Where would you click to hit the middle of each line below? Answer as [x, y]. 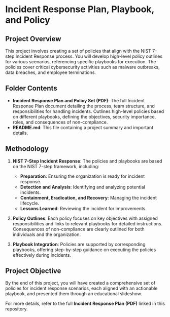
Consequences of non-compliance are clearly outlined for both [78, 229]
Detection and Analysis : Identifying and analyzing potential [83, 187]
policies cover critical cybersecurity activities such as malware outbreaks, [82, 67]
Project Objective [33, 271]
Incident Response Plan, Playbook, [80, 9]
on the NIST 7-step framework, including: [56, 166]
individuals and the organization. [47, 234]
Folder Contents [31, 88]
